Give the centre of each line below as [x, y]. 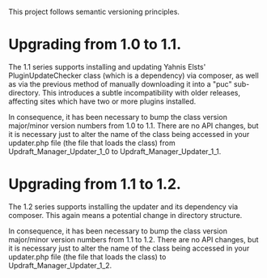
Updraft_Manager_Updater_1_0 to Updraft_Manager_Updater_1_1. [115, 151]
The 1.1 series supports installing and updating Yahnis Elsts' [107, 66]
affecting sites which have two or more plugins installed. [102, 101]
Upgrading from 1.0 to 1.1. [95, 45]
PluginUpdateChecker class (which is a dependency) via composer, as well [133, 75]
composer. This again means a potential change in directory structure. [125, 215]
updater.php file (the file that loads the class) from [92, 143]
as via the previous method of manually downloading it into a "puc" [120, 83]
